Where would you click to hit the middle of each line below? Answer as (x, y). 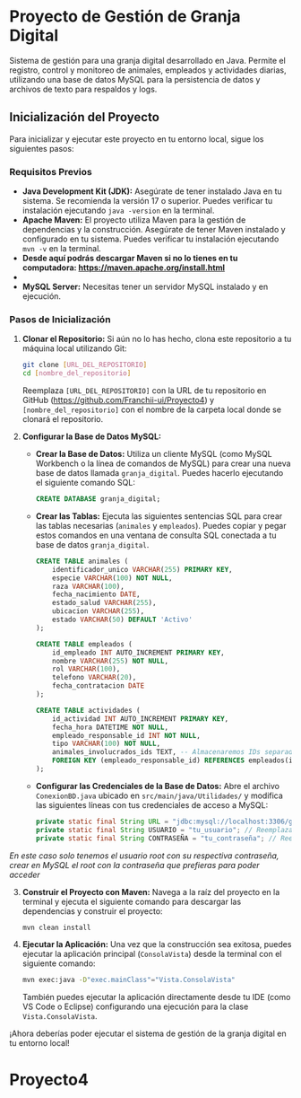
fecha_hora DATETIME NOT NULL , (110, 727)
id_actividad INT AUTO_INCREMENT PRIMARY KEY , (141, 719)
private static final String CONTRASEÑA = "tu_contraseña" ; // (156, 838)
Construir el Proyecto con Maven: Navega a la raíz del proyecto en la (151, 892)
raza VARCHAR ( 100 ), (89, 586)
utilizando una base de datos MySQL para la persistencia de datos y (135, 79)
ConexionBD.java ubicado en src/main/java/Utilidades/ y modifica (159, 795)
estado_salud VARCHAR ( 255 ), (104, 603)
